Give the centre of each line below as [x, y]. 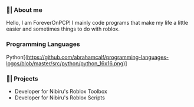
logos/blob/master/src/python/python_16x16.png [65, 63]
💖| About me [24, 10]
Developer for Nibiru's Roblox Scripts [60, 98]
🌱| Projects [22, 78]
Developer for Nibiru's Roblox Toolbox [61, 91]
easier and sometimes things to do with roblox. [63, 29]
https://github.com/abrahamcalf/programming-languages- [98, 57]
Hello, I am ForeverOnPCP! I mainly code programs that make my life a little [97, 23]
